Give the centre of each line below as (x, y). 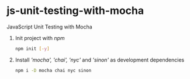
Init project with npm (40, 38)
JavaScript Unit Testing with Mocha (49, 27)
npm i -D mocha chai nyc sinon (53, 70)
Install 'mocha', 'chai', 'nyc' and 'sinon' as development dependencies (100, 60)
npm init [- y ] (32, 49)
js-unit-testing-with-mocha (75, 11)
